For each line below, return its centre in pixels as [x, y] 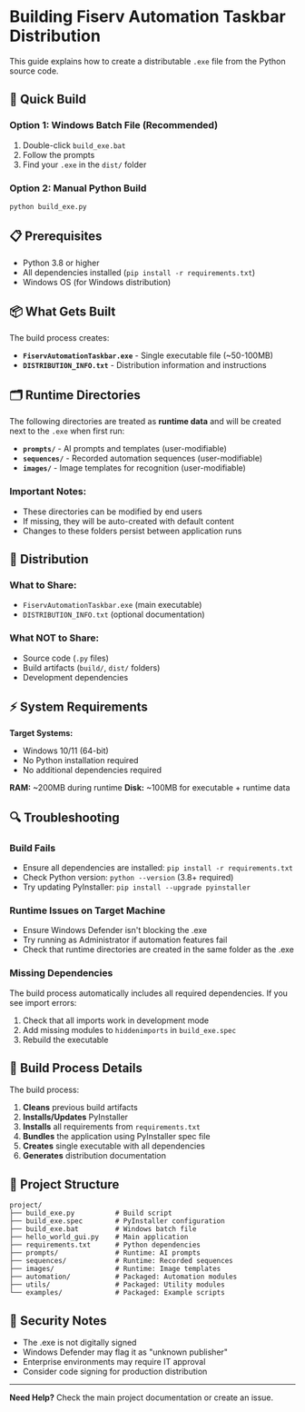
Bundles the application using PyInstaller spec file [116, 1137]
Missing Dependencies [61, 973]
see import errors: [43, 1002]
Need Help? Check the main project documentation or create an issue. [142, 1397]
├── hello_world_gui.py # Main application [99, 1238]
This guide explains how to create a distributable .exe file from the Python [148, 61]
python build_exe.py [49, 206]
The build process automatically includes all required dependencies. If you [149, 993]
